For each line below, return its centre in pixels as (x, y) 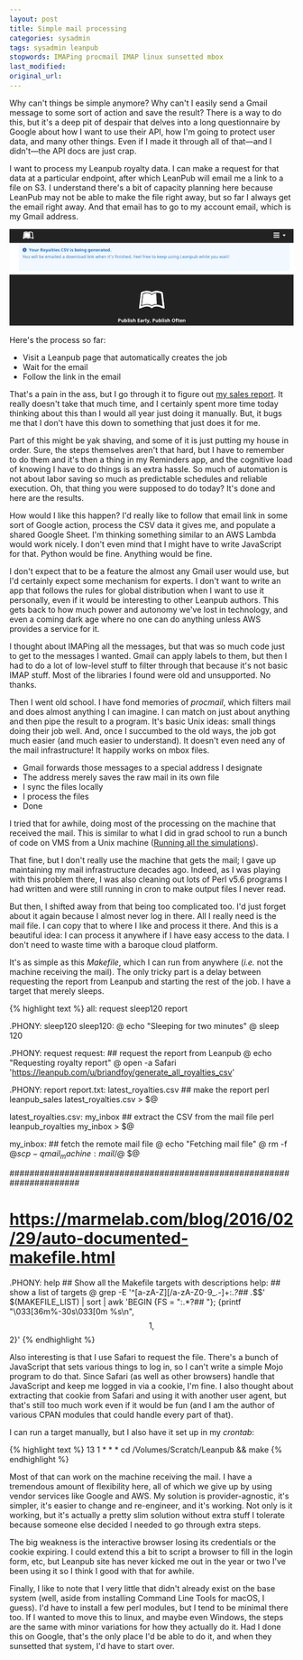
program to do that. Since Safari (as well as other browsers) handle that (142, 1376)
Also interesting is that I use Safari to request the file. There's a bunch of (144, 1357)
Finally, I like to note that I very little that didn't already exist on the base (142, 1588)
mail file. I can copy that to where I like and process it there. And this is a (144, 926)
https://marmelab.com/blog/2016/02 (151, 1219)
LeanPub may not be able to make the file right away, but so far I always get (150, 197)
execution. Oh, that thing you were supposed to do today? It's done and (142, 488)
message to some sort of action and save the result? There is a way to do (146, 112)
